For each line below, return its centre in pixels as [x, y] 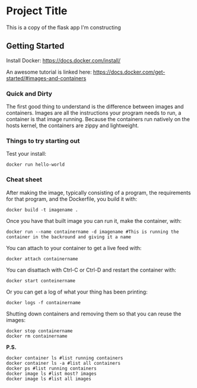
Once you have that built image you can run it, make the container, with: [94, 220]
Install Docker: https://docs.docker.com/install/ [63, 60]
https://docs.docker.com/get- [129, 72]
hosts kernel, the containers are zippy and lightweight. [73, 125]
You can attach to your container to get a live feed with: [74, 248]
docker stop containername [39, 331]
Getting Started [35, 46]
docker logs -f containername [44, 302]
